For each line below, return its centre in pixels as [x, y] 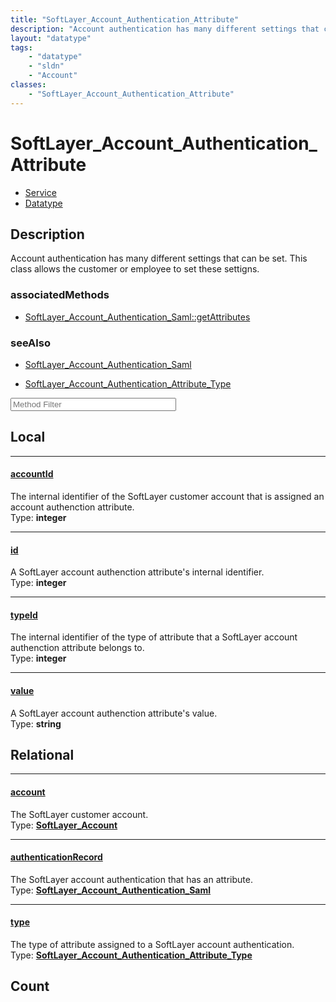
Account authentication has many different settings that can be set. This [159, 258]
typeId [24, 615]
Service [40, 192]
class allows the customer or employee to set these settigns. [135, 269]
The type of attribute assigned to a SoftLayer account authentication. [152, 945]
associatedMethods [60, 295]
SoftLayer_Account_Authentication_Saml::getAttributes [137, 317]
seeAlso [30, 343]
